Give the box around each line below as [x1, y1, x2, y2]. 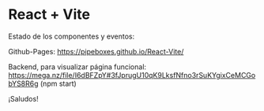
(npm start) [40, 79, 77, 88]
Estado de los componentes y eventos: [8, 31, 135, 41]
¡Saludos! [8, 94, 39, 103]
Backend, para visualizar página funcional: [8, 61, 147, 72]
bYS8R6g [8, 79, 39, 88]
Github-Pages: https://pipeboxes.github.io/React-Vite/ [8, 46, 184, 56]
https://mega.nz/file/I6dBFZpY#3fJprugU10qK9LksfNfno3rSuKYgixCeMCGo [8, 70, 256, 80]
